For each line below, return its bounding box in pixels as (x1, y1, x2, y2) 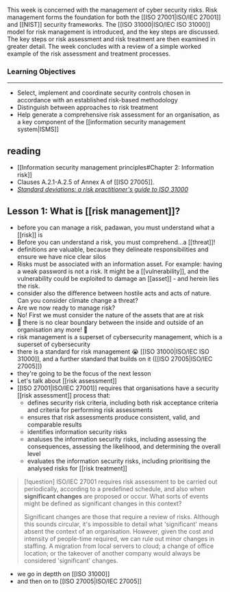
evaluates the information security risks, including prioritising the (27, 457, 211, 465)
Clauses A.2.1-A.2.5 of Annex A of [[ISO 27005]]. (16, 178, 155, 186)
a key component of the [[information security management (16, 118, 186, 126)
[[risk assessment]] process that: (16, 391, 111, 399)
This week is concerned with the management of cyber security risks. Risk (7, 6, 218, 14)
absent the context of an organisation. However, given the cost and (23, 527, 214, 535)
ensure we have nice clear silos (16, 252, 106, 260)
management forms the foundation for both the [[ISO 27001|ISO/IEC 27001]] (7, 13, 221, 21)
